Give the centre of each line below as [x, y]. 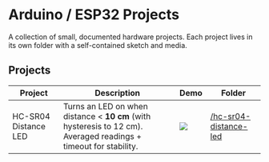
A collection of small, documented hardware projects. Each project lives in [130, 37]
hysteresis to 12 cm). [103, 126]
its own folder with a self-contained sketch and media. [98, 45]
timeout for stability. [100, 146]
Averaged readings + [102, 136]
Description [118, 93]
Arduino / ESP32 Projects [94, 15]
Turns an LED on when [105, 106]
